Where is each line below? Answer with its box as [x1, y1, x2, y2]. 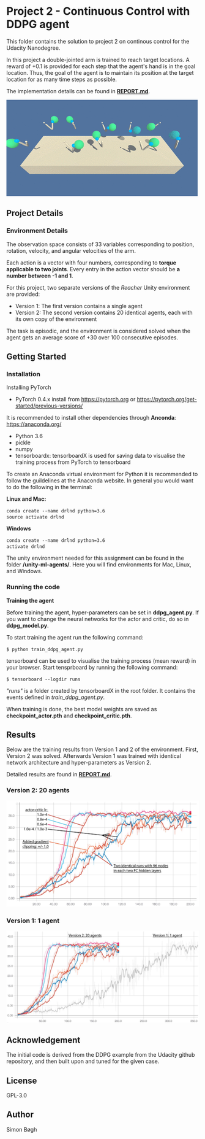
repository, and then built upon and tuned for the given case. [6, 1057, 160, 1065]
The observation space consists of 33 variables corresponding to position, [6, 241, 195, 248]
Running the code [6, 583, 60, 592]
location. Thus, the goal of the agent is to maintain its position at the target [6, 69, 194, 76]
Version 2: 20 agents [6, 786, 70, 795]
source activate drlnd [6, 514, 64, 520]
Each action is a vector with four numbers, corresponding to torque [6, 259, 176, 266]
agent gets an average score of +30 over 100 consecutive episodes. [6, 333, 179, 341]
